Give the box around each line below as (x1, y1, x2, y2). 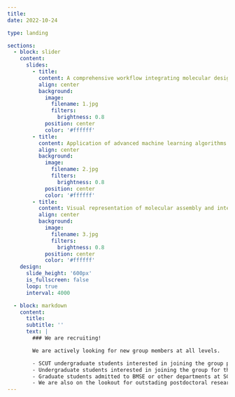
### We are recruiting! (32, 335, 101, 342)
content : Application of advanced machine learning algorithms (38, 139, 227, 147)
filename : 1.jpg (51, 101, 99, 108)
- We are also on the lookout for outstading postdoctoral (32, 379, 208, 386)
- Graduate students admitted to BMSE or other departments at (32, 372, 220, 380)
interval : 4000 (25, 289, 71, 296)
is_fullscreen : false (25, 277, 90, 284)
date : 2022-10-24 (7, 17, 58, 24)
